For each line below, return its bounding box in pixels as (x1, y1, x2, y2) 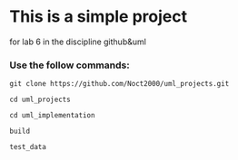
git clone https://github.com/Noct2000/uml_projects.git (9, 80, 230, 89)
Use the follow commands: (9, 59, 130, 71)
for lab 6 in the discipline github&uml (9, 36, 147, 47)
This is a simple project (9, 6, 188, 27)
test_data (9, 143, 47, 152)
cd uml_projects (9, 95, 71, 105)
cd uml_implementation (9, 111, 95, 120)
